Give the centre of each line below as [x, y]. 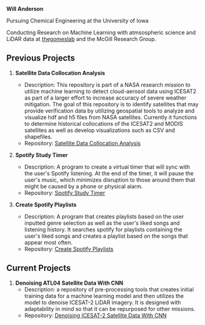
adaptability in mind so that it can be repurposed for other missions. [110, 309]
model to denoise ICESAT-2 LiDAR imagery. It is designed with [103, 302]
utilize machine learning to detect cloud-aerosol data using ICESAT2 [110, 91]
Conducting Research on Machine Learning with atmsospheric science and [101, 32]
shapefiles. [38, 136]
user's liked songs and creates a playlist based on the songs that [106, 236]
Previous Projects [41, 58]
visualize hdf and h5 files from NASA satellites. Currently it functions [110, 117]
